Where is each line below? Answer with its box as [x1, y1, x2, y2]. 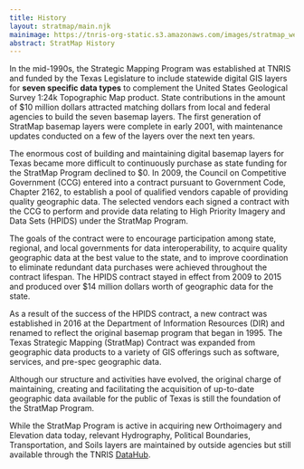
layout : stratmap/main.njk [9, 22, 111, 31]
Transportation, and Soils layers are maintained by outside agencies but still [9, 440, 291, 451]
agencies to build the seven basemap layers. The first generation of [9, 111, 261, 122]
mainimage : [9, 30, 51, 39]
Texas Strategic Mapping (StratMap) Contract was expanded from [9, 337, 256, 349]
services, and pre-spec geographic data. [9, 357, 162, 368]
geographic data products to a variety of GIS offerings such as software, [9, 347, 280, 358]
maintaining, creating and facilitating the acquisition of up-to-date [9, 384, 255, 395]
